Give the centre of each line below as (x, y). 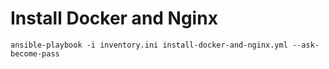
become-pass (35, 53)
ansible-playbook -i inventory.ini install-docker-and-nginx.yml (149, 45)
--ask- (306, 45)
